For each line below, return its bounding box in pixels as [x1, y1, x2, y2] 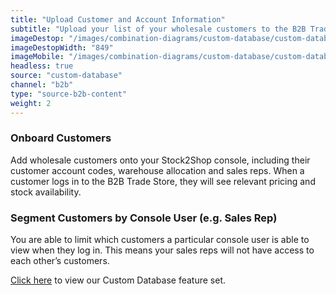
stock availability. [10, 186, 82, 198]
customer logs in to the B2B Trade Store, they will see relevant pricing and [10, 175, 316, 187]
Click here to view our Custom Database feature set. [10, 274, 226, 286]
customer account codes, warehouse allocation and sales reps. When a [10, 164, 305, 176]
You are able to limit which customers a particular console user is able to [10, 234, 310, 246]
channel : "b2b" [10, 80, 74, 90]
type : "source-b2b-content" [10, 89, 128, 99]
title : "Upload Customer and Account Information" [10, 14, 226, 25]
